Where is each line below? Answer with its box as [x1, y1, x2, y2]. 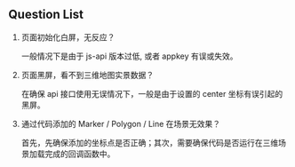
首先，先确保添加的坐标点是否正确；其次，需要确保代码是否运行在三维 [20, 137, 279, 147]
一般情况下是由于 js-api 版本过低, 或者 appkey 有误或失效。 [20, 51, 238, 61]
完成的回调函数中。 [44, 148, 116, 159]
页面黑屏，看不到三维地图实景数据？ [20, 69, 155, 80]
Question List [8, 7, 84, 22]
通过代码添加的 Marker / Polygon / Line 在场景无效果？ [20, 118, 221, 129]
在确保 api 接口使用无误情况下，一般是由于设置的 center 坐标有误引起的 [20, 88, 283, 99]
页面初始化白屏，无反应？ [20, 31, 116, 43]
